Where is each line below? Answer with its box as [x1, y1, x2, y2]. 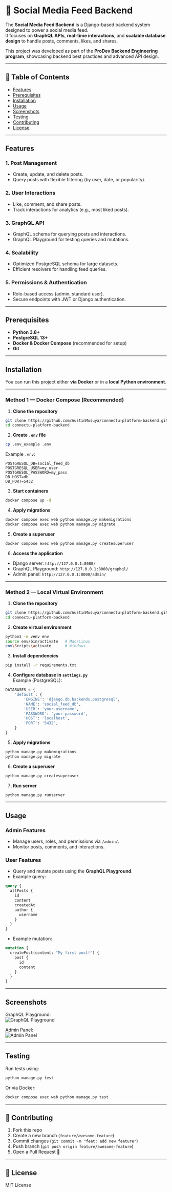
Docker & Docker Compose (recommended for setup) [12, 340, 127, 346]
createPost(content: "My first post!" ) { [10, 950, 100, 955]
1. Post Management [5, 160, 57, 167]
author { [14, 907, 33, 912]
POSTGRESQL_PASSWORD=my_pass [5, 470, 68, 475]
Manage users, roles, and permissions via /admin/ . [12, 838, 119, 844]
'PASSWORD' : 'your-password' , [24, 711, 88, 716]
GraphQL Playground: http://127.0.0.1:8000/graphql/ [12, 565, 129, 571]
